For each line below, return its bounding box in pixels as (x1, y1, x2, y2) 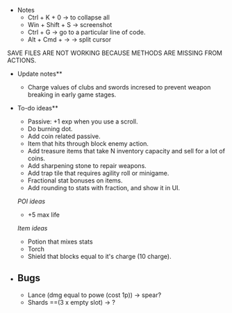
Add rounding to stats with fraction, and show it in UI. (27, 184, 181, 192)
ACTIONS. (7, 56, 37, 65)
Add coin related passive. (27, 132, 101, 140)
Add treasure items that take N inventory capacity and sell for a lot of (27, 147, 226, 155)
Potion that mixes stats (27, 237, 93, 246)
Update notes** (17, 69, 63, 78)
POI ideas (17, 197, 46, 205)
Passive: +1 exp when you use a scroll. (27, 117, 138, 126)
